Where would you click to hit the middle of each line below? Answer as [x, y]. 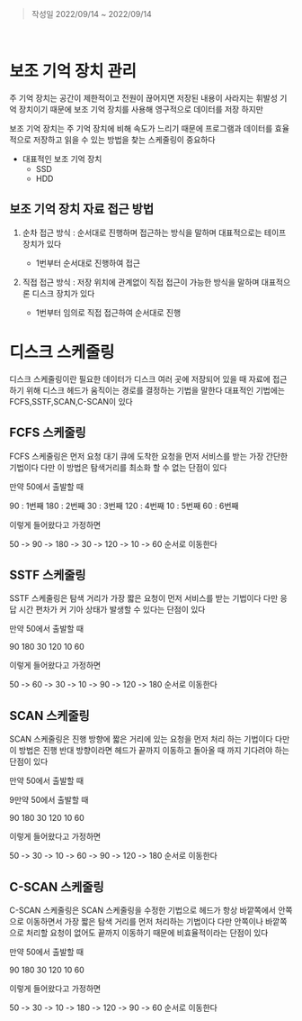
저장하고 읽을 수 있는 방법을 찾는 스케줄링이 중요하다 [124, 140]
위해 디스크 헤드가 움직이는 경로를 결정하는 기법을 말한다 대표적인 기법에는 [155, 390]
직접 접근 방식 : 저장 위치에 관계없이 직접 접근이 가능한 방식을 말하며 [141, 282]
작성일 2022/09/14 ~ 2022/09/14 [92, 14]
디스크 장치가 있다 [63, 293]
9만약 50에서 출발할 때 [49, 800]
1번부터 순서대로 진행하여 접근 [88, 263]
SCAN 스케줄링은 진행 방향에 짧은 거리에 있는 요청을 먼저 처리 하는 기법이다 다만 [150, 739]
